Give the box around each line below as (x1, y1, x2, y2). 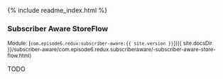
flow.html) (7, 53, 32, 60)
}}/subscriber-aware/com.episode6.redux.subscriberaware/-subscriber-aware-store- (7, 46, 217, 53)
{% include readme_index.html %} (7, 6, 108, 14)
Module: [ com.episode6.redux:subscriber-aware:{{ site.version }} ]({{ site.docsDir (7, 40, 213, 47)
